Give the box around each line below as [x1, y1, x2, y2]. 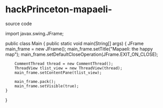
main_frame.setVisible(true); [14, 83, 79, 89]
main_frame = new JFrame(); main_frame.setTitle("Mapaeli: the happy [5, 46, 153, 52]
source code [5, 20, 32, 27]
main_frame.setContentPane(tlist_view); [14, 70, 102, 75]
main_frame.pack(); [14, 79, 56, 84]
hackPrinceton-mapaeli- [5, 4, 112, 15]
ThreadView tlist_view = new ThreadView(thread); [14, 66, 123, 71]
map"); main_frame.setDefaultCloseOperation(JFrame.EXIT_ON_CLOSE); [5, 51, 158, 57]
